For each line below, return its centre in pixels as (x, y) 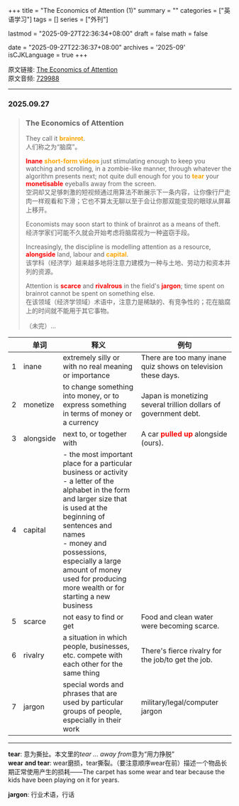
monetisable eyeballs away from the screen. (91, 184)
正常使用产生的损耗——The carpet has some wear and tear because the (119, 772)
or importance (87, 375)
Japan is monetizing (174, 396)
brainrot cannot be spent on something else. (90, 294)
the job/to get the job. (177, 660)
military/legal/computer (180, 702)
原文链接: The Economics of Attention (63, 69)
